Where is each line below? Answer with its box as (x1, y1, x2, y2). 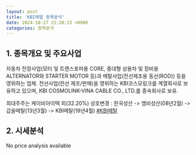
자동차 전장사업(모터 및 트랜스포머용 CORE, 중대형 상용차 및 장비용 (6, 65, 159, 72)
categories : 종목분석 (6, 25, 54, 31)
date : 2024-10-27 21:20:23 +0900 (6, 19, 88, 25)
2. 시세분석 (6, 126, 44, 136)
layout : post (6, 8, 38, 15)
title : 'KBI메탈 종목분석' (6, 14, 65, 20)
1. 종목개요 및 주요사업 (6, 48, 82, 58)
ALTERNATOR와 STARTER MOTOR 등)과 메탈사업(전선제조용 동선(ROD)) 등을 (6, 72, 187, 80)
